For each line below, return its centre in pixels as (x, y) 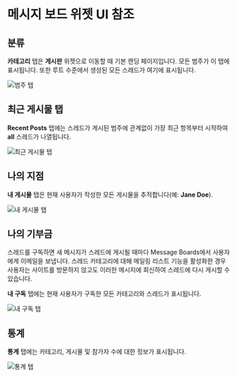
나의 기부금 (30, 234)
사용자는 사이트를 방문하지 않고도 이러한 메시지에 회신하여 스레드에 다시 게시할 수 (119, 270)
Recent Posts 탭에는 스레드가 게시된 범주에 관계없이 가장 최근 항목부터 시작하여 (118, 127)
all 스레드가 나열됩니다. (39, 137)
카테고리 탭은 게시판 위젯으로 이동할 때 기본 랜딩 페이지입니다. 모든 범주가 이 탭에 (118, 61)
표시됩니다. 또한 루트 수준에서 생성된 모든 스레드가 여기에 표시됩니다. (102, 70)
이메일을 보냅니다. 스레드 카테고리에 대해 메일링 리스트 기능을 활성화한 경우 (123, 261)
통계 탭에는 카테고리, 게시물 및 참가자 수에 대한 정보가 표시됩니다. (97, 352)
